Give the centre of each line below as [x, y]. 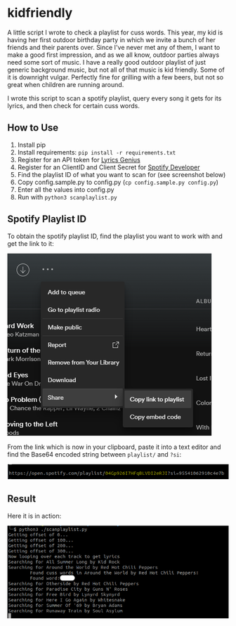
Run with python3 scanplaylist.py [67, 197]
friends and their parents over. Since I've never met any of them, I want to [114, 47]
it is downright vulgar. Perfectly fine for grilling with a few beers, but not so [115, 77]
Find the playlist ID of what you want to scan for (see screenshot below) [122, 174]
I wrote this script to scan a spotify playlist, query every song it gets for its [114, 98]
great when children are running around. [66, 84]
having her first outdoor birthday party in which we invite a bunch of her [111, 39]
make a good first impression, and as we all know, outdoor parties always [113, 55]
